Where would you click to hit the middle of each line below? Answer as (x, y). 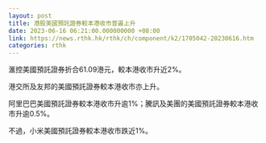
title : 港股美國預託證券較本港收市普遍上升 (72, 23)
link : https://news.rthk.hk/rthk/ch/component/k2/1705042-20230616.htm (131, 38)
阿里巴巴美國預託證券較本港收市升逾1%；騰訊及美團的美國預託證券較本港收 (133, 104)
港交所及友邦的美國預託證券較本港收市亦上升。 (86, 87)
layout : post (30, 16)
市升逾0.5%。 (31, 114)
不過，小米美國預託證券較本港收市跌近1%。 (81, 131)
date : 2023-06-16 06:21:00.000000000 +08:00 (84, 31)
